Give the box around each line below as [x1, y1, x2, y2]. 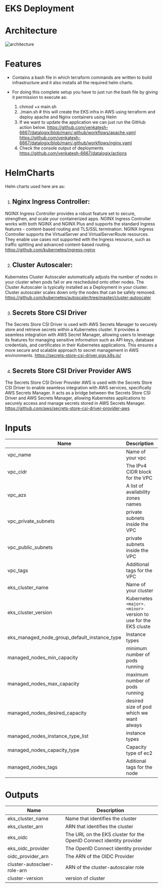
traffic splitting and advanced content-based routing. [5, 242, 111, 247]
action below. [19, 125, 46, 131]
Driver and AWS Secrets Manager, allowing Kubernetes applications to [5, 395, 146, 401]
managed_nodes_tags [7, 764, 58, 771]
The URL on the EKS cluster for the [65, 831, 145, 838]
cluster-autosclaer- [7, 861, 54, 868]
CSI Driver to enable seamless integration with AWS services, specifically [5, 385, 152, 391]
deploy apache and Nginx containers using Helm [19, 114, 117, 120]
